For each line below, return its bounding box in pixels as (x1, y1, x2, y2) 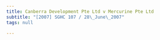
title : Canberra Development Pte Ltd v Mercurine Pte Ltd (6, 8, 154, 15)
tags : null (6, 19, 34, 25)
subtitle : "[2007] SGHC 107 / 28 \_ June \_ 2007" (6, 14, 125, 20)
